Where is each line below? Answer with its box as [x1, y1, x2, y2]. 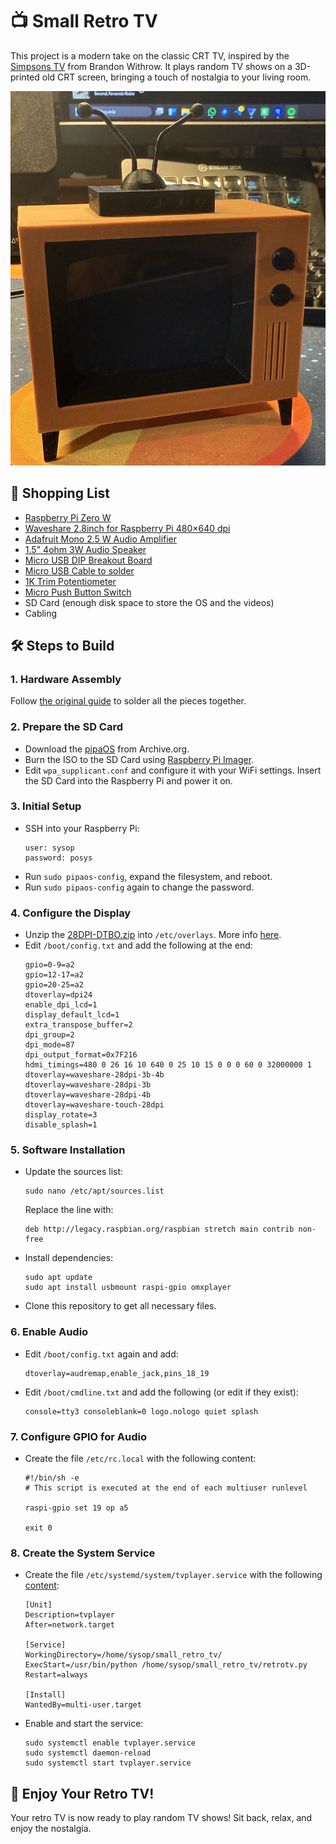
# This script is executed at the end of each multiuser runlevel [24, 1483, 308, 1493]
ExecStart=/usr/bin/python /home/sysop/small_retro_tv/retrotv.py [24, 1660, 308, 1670]
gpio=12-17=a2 [24, 970, 84, 980]
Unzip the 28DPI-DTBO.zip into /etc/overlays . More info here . [24, 929, 282, 941]
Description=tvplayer [24, 1610, 115, 1620]
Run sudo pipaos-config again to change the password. [24, 881, 255, 893]
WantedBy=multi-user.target [24, 1700, 142, 1710]
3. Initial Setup [10, 799, 82, 813]
